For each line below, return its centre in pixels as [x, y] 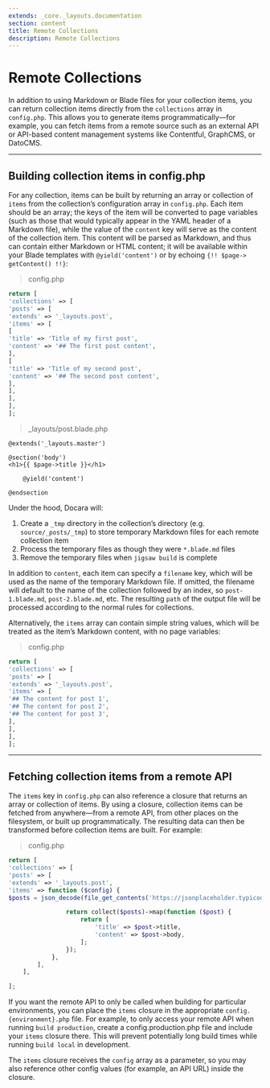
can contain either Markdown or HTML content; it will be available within [128, 246]
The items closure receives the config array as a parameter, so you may [127, 1060]
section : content [37, 23]
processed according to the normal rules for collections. [101, 607]
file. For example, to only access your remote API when [163, 1019]
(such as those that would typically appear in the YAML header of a [120, 221]
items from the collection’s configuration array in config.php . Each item [126, 203]
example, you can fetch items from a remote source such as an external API [134, 126]
